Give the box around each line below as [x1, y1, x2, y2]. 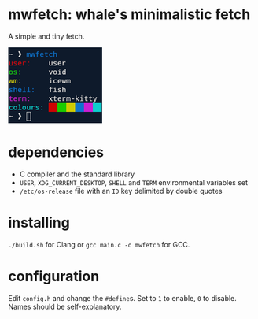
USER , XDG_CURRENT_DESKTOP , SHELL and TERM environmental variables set [19, 177, 249, 187]
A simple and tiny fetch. [8, 32, 85, 41]
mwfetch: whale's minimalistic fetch [8, 6, 251, 24]
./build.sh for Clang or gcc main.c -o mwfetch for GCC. [8, 239, 190, 249]
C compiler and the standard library [19, 169, 135, 179]
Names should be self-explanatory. [8, 302, 122, 311]
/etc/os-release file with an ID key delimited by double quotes [19, 186, 223, 195]
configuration [8, 268, 100, 285]
